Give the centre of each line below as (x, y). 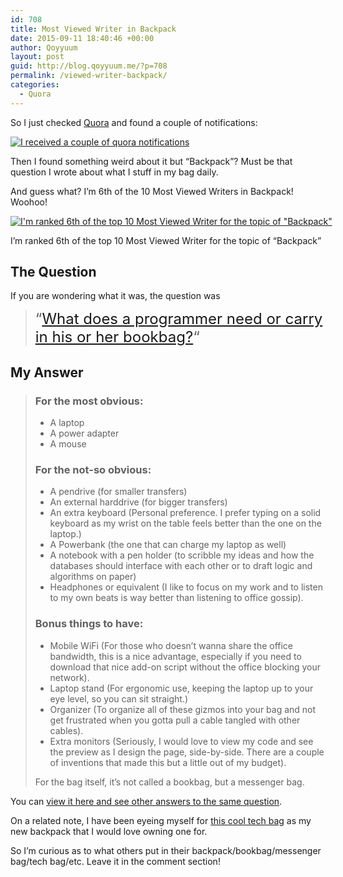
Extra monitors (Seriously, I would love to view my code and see (181, 741)
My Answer (47, 372)
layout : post (37, 57)
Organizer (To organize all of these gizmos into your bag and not (183, 709)
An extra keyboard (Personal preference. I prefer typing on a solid (185, 513)
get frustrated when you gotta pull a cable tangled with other (175, 720)
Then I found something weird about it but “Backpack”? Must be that (151, 161)
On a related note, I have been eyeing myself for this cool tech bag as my (161, 820)
